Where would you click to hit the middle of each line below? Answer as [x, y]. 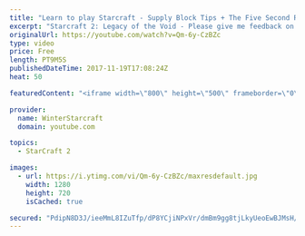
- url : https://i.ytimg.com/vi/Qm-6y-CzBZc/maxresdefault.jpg [138, 176]
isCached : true [54, 202]
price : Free [32, 52]
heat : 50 [26, 77]
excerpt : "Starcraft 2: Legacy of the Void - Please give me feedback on [152, 26]
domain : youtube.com [56, 127]
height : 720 [48, 193]
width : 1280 [48, 184]
